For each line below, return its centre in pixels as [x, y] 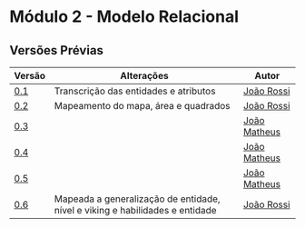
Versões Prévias [57, 50]
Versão [30, 76]
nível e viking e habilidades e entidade [135, 210]
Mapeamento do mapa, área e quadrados [142, 106]
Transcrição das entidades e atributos [135, 91]
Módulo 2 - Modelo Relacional [124, 17]
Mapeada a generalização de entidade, [137, 199]
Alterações [145, 76]
